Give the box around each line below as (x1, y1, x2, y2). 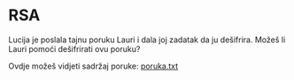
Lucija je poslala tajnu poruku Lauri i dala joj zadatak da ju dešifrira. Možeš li (8, 34, 286, 45)
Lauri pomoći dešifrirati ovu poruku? (8, 43, 141, 54)
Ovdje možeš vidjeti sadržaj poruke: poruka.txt (8, 61, 179, 71)
